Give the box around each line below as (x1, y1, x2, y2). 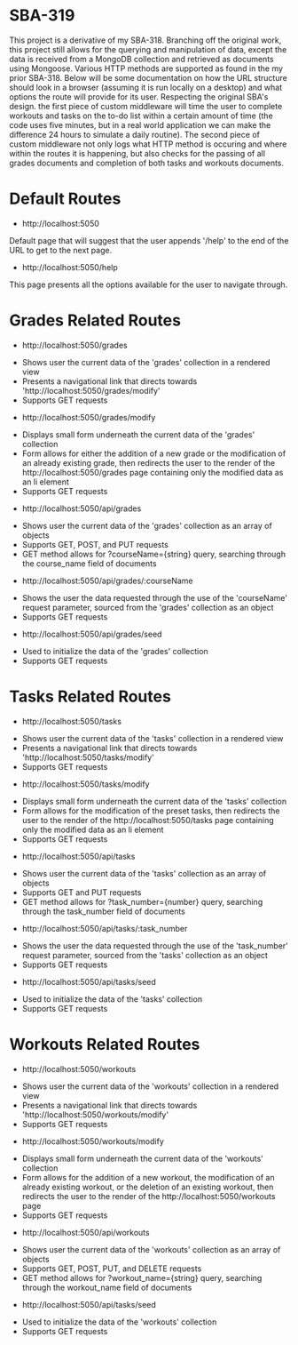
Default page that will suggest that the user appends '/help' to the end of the (9, 235, 289, 245)
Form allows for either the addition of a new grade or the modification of (21, 448, 286, 459)
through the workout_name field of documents (21, 1282, 192, 1293)
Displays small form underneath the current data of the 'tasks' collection (21, 796, 286, 806)
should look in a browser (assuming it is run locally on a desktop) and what (9, 82, 283, 92)
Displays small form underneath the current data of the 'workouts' (21, 1153, 264, 1164)
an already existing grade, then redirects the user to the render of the (21, 457, 276, 468)
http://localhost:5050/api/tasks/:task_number (21, 923, 188, 933)
